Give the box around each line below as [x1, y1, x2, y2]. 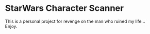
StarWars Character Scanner [5, 3, 124, 14]
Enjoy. [5, 23, 17, 29]
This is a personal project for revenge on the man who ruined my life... [5, 18, 146, 24]
